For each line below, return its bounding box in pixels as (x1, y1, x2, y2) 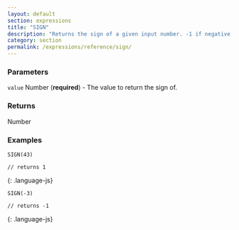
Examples (7, 135, 43, 145)
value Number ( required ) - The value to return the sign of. (7, 83, 178, 92)
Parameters (7, 67, 48, 77)
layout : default (7, 10, 55, 18)
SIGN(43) (7, 151, 33, 158)
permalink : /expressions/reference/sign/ (7, 43, 132, 51)
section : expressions (7, 17, 72, 24)
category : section (7, 37, 62, 44)
